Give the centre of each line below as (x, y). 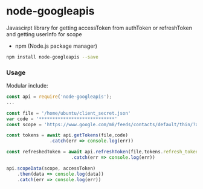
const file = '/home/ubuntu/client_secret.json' (69, 113)
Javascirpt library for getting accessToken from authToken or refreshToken (99, 28)
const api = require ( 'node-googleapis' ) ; (59, 97)
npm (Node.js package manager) (56, 46)
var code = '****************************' (62, 119)
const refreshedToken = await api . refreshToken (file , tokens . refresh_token (102, 152)
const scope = (24, 124)
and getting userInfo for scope (44, 34)
